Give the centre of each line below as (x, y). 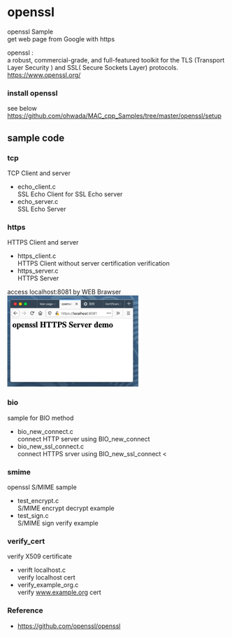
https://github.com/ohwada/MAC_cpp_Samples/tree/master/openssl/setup (115, 116)
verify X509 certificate (39, 556)
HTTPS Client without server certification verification (93, 263)
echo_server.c (38, 201)
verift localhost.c (42, 570)
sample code (36, 138)
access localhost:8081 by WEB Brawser (64, 292)
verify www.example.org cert (59, 592)
